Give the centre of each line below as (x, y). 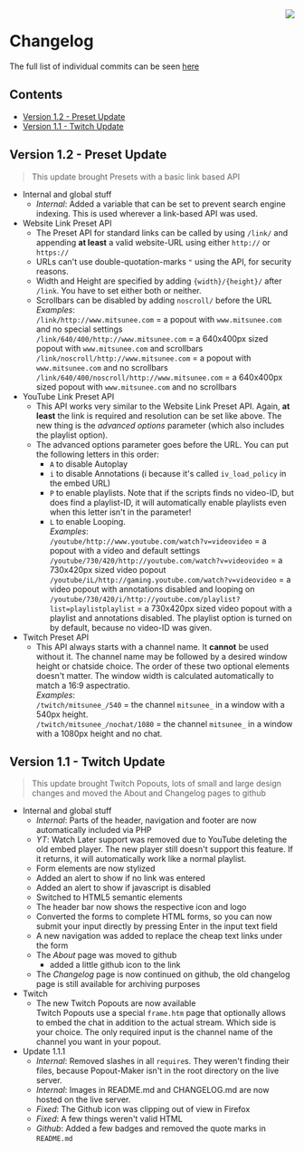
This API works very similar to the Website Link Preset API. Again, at (163, 406)
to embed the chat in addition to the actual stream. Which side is (156, 1022)
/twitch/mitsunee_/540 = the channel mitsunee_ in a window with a (160, 704)
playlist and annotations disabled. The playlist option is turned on (171, 618)
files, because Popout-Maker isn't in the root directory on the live (157, 1071)
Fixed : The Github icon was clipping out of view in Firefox (143, 1109)
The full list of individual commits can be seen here (104, 66)
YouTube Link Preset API (68, 396)
